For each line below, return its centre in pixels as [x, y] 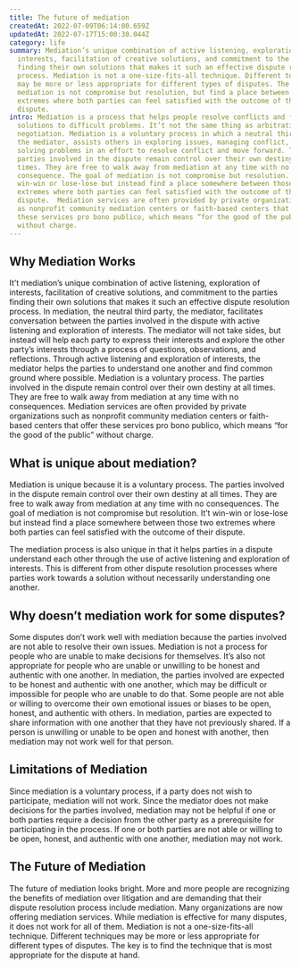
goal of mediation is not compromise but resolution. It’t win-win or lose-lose [149, 513]
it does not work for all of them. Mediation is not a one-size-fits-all [131, 926]
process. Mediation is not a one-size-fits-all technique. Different [149, 76]
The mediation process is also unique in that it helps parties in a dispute [141, 550]
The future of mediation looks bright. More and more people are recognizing [150, 888]
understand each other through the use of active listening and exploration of [150, 559]
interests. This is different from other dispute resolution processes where [143, 569]
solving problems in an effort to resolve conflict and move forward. [151, 150]
